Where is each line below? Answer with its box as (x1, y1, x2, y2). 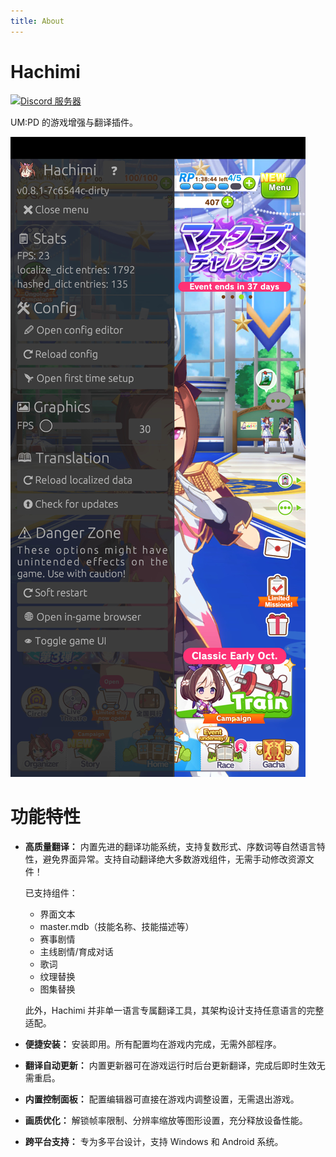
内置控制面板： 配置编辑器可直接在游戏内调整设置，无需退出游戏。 (24, 1093, 300, 1105)
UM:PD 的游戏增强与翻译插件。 (10, 116, 139, 128)
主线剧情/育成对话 (39, 945, 114, 957)
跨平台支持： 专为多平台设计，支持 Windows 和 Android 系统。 (24, 1135, 284, 1147)
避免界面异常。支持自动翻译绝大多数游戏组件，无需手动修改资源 (42, 853, 306, 865)
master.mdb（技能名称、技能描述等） (39, 920, 195, 932)
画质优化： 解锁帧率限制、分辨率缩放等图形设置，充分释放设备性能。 (24, 1114, 308, 1126)
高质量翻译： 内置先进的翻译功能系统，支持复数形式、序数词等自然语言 (24, 840, 317, 852)
